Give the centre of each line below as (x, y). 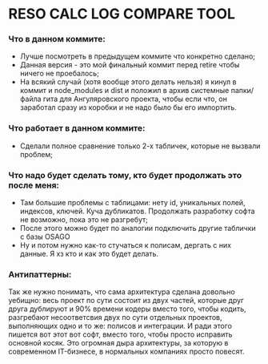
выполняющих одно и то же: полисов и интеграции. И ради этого (120, 326)
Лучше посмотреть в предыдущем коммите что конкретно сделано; (138, 56)
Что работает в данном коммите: (77, 128)
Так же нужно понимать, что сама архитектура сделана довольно (122, 292)
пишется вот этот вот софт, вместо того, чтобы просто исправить (120, 334)
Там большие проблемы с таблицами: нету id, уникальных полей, (132, 203)
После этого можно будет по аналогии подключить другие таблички (138, 229)
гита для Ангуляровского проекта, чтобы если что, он (135, 99)
